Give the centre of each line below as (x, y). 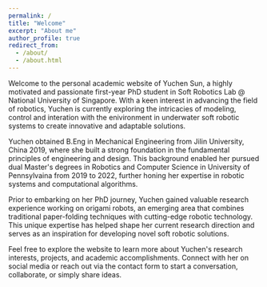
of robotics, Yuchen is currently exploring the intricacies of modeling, (122, 108)
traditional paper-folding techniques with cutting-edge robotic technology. (131, 216)
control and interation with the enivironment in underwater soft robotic (124, 117)
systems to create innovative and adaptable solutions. (97, 126)
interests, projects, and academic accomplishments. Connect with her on (129, 257)
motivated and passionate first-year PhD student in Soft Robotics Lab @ (127, 91)
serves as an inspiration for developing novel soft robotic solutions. (119, 233)
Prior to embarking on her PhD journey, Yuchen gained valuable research (129, 199)
